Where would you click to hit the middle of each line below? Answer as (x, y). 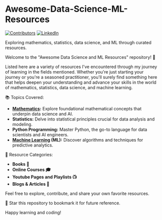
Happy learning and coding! (33, 212)
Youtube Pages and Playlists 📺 (44, 177)
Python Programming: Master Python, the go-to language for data (80, 129)
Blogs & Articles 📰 (31, 184)
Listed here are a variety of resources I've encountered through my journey (81, 67)
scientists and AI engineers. (40, 134)
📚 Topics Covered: (25, 97)
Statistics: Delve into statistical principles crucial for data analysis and (83, 119)
